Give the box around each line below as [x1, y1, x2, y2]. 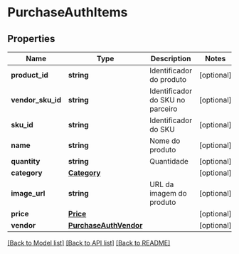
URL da [149, 179, 174, 189]
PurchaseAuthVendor [68, 221, 143, 230]
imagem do [149, 189, 187, 198]
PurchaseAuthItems [7, 4, 128, 21]
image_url [11, 189, 46, 198]
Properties [7, 33, 55, 45]
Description [150, 54, 191, 63]
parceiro [149, 104, 178, 114]
